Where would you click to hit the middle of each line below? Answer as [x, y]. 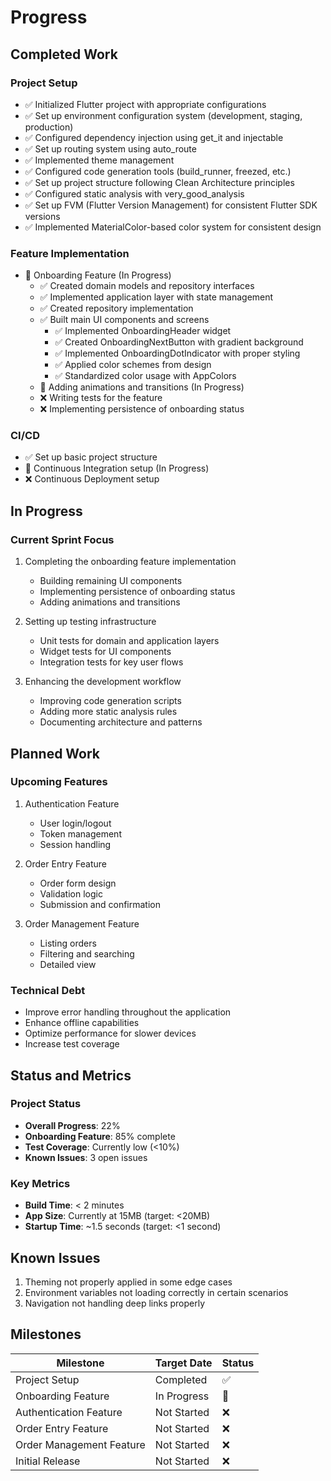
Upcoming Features [59, 782]
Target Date [183, 1363]
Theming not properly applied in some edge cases [128, 1282]
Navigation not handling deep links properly [115, 1303]
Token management [80, 833]
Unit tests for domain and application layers [129, 641]
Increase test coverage [72, 1044]
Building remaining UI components [111, 581]
